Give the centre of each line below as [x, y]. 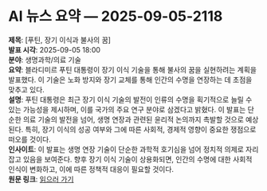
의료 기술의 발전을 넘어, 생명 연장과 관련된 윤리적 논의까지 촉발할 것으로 [133, 119]
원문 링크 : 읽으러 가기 [41, 179]
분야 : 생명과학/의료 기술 [45, 60]
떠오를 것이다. [30, 139]
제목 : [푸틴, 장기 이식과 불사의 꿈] [60, 40]
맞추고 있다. [27, 89]
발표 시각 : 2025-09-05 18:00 [55, 49]
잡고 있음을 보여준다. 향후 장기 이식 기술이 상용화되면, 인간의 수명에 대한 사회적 [130, 159]
